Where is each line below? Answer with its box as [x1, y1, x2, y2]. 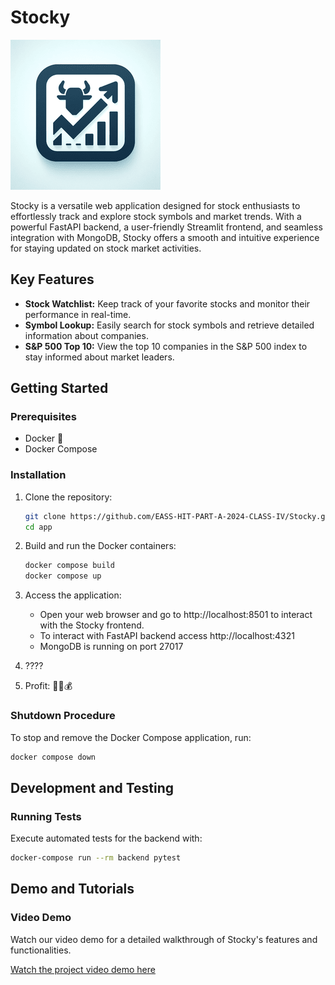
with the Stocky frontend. [39, 619, 145, 631]
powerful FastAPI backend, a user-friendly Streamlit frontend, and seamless [10, 221, 323, 233]
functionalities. [10, 944, 72, 956]
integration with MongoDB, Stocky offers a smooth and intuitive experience [10, 231, 320, 243]
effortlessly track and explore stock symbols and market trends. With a [10, 210, 302, 222]
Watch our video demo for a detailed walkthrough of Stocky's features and [10, 933, 318, 945]
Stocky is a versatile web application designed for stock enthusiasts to [10, 199, 301, 211]
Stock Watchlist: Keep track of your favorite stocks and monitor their [24, 297, 311, 310]
